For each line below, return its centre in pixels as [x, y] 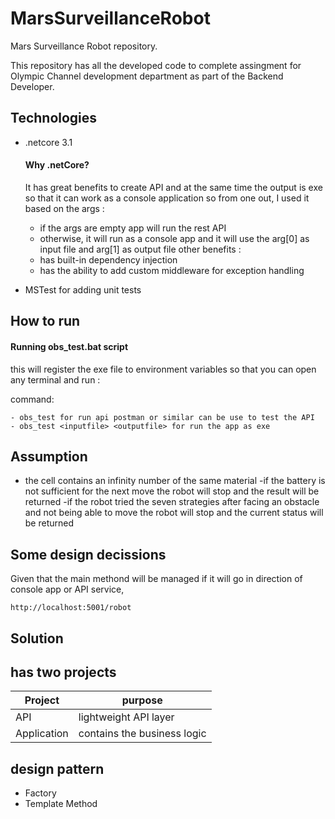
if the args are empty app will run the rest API [133, 228]
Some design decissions [88, 554]
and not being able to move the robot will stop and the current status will [174, 513]
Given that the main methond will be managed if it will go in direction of [156, 579]
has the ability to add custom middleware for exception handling [172, 270]
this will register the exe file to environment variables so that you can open [163, 369]
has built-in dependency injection [108, 259]
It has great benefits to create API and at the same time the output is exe [173, 187]
